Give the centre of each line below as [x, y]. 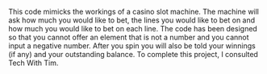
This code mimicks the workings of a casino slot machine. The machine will [134, 12]
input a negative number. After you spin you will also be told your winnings [132, 46]
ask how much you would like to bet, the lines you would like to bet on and [132, 20]
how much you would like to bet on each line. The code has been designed [133, 29]
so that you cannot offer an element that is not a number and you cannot [129, 37]
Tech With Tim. [33, 63]
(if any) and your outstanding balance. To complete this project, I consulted [133, 54]
